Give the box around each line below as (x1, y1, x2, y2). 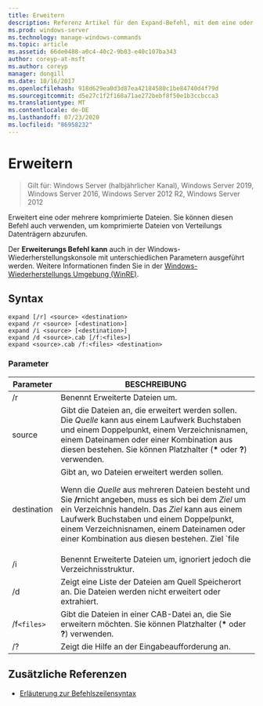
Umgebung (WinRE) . (73, 269, 139, 278)
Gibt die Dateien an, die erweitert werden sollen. (60, 405, 237, 416)
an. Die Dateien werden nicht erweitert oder (60, 586, 221, 597)
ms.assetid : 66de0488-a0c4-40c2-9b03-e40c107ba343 (8, 48, 177, 56)
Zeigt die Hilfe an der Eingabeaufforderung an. (60, 641, 231, 652)
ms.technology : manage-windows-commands (8, 33, 142, 42)
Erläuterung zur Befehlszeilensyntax (19, 688, 137, 698)
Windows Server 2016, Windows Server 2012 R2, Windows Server (27, 189, 240, 198)
